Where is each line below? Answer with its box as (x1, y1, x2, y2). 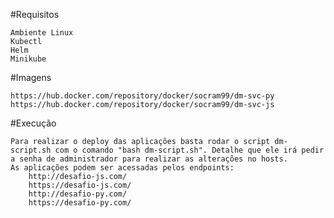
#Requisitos (10, 9, 60, 20)
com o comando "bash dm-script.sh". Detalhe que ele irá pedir (54, 145, 325, 155)
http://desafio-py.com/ (28, 189, 128, 199)
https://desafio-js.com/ (28, 180, 132, 190)
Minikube (10, 54, 47, 64)
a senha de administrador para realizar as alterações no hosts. (10, 154, 288, 164)
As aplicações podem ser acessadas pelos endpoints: (10, 163, 235, 173)
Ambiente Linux (10, 28, 74, 38)
